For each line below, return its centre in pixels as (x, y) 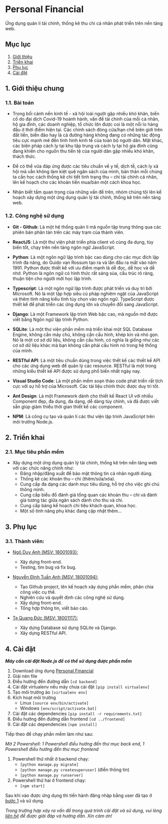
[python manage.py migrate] (49, 765)
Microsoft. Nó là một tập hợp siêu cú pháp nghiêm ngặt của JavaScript (86, 294)
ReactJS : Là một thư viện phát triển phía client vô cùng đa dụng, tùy (83, 242)
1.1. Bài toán (20, 103)
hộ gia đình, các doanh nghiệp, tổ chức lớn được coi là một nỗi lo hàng (85, 124)
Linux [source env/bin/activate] (54, 703)
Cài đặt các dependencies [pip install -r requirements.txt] (77, 713)
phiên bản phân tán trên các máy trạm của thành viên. (68, 232)
